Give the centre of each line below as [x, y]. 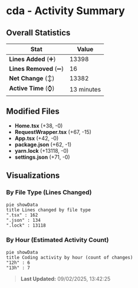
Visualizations [33, 176]
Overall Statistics [38, 33]
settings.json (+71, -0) [42, 157]
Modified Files [33, 111]
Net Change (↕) [32, 78]
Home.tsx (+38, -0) [39, 126]
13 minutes [85, 89]
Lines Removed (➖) [36, 69]
